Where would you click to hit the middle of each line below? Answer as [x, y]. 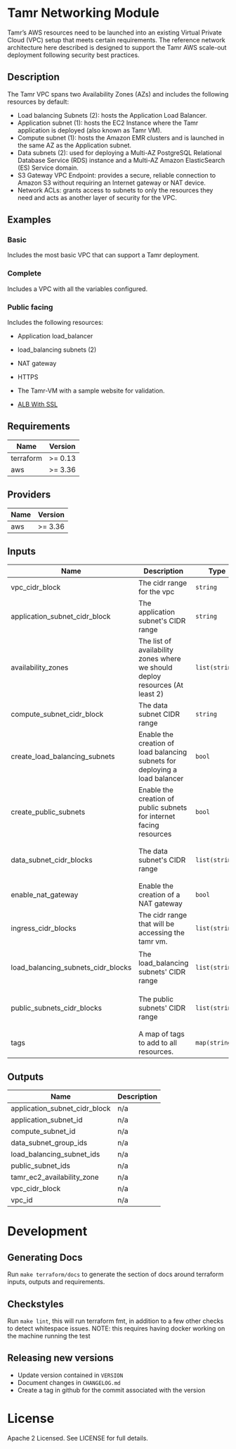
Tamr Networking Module [83, 13]
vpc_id [22, 1200]
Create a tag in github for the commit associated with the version [111, 1390]
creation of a [159, 895]
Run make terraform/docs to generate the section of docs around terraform [116, 1274]
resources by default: [38, 101]
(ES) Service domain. [48, 168]
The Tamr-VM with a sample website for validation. [91, 391]
